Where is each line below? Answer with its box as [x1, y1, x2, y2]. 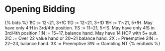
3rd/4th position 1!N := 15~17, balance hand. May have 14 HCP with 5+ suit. [4, 30, 158, 36]
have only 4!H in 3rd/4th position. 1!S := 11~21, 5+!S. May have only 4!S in [4, 25, 155, 30]
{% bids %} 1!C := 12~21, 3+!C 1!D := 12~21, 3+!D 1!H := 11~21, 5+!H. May [4, 20, 153, 25]
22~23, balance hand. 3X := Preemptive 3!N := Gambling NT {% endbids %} [4, 40, 161, 46]
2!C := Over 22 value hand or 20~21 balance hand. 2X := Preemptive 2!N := [4, 35, 159, 41]
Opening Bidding [4, 3, 76, 15]
